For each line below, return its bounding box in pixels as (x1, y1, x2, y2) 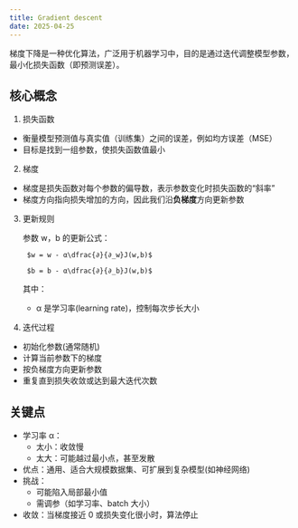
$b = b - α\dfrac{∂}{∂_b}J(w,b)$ (26, 266, 153, 276)
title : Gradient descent (9, 13, 103, 23)
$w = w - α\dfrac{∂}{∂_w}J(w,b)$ (26, 251, 153, 260)
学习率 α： (22, 430, 63, 441)
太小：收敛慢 (35, 441, 84, 453)
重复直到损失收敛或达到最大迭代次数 (22, 375, 158, 386)
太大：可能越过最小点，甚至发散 (35, 453, 155, 464)
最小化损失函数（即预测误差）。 (9, 59, 125, 70)
